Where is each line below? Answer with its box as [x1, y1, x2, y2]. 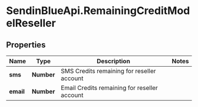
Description [96, 57, 131, 65]
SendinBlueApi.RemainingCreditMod [6, 4, 190, 18]
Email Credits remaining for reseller [61, 84, 158, 92]
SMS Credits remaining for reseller [61, 67, 156, 75]
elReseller [6, 16, 56, 30]
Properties [6, 40, 46, 50]
